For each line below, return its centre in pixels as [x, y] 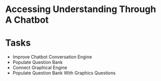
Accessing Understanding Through [81, 9]
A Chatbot [27, 20]
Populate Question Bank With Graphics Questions [64, 73]
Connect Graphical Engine [40, 68]
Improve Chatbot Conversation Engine [52, 57]
